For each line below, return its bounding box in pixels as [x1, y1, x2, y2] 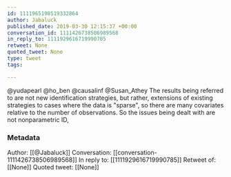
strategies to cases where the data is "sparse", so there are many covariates [7, 101, 224, 109]
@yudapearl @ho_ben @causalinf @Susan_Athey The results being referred [7, 86, 224, 94]
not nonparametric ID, [7, 115, 69, 124]
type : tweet [7, 55, 41, 62]
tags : [7, 61, 23, 68]
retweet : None [7, 42, 48, 49]
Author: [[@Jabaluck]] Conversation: [7, 148, 112, 156]
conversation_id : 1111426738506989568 [7, 29, 119, 37]
